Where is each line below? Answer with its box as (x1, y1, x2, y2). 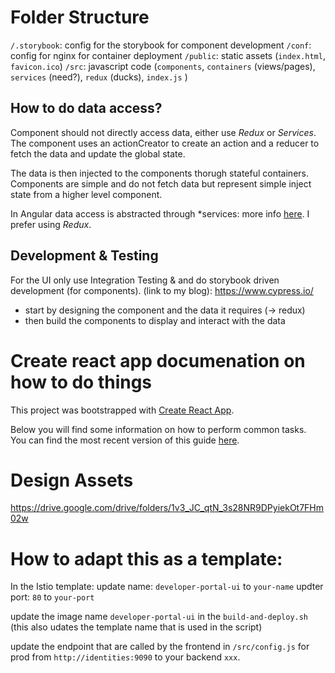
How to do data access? (10, 100, 163, 117)
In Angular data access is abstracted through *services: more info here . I (10, 207, 310, 220)
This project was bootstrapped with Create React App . (10, 404, 235, 416)
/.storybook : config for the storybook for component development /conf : (10, 39, 312, 51)
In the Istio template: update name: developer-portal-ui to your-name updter (10, 581, 324, 593)
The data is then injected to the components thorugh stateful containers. (10, 167, 309, 179)
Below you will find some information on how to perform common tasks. (10, 423, 307, 435)
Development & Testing (10, 247, 159, 265)
